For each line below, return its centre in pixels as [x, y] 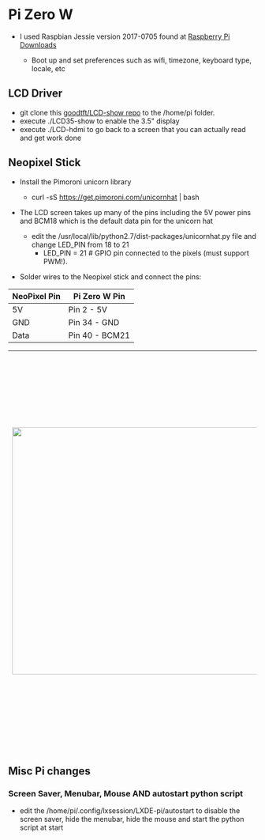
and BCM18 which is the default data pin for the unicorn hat [116, 221]
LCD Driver [35, 94]
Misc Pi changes [49, 771]
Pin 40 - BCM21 [99, 335]
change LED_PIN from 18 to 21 [80, 244]
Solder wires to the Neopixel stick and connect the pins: [110, 276]
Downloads [38, 44]
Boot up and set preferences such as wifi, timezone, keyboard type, [142, 60]
